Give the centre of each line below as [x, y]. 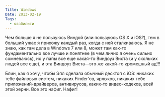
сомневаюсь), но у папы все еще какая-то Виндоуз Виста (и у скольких [82, 59]
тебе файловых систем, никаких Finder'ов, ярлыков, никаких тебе [75, 79]
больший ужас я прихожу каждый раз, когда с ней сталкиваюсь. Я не [80, 43]
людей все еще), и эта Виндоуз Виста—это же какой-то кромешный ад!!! [83, 64]
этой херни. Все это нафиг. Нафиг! [41, 89]
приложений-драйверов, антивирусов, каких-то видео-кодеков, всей [79, 84]
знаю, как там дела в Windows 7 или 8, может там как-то [66, 48]
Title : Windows [21, 10]
